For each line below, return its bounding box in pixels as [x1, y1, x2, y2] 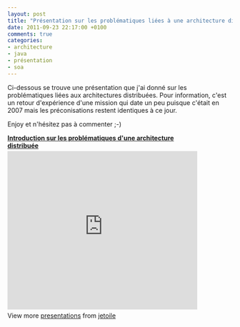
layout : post [7, 10, 46, 18]
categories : [7, 37, 43, 44]
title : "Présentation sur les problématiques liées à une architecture [7, 17, 225, 24]
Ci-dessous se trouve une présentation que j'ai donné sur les [7, 83, 187, 91]
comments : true [7, 30, 53, 38]
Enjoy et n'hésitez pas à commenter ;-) [7, 119, 122, 129]
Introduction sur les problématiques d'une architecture [7, 134, 174, 142]
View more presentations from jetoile [7, 311, 116, 320]
